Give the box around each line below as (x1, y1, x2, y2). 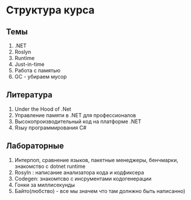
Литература (6, 90, 53, 100)
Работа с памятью (14, 67, 61, 73)
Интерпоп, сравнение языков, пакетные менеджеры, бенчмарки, (14, 156, 179, 163)
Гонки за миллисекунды (14, 181, 75, 188)
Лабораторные (6, 141, 64, 151)
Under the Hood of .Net (14, 106, 71, 113)
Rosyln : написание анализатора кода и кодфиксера (14, 169, 144, 176)
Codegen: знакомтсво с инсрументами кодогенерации (14, 175, 152, 182)
